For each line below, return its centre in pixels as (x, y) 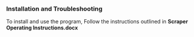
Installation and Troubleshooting (54, 9)
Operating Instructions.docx (42, 28)
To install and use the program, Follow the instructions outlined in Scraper (97, 22)
